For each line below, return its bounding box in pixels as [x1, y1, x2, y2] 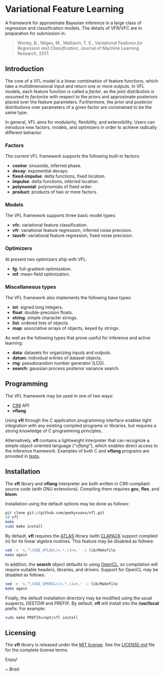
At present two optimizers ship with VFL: [5, 256, 88, 262]
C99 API [12, 402, 30, 408]
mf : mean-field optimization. [12, 271, 70, 277]
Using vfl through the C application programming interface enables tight [5, 417, 152, 423]
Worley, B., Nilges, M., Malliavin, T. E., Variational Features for [17, 40, 143, 45]
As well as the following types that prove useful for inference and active [5, 335, 151, 341]
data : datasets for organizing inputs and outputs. [12, 350, 112, 356]
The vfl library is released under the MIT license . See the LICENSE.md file [5, 642, 155, 648]
